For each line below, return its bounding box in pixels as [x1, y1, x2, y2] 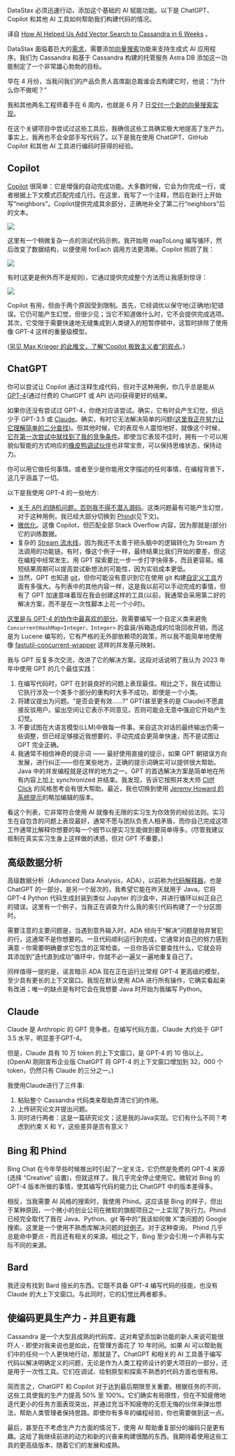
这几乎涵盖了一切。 [7, 473, 63, 482]
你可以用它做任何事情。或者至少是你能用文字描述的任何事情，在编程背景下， [7, 464, 228, 473]
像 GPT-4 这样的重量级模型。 [7, 327, 91, 335]
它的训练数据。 [17, 529, 61, 538]
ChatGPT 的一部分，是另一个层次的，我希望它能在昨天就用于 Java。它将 [7, 885, 216, 894]
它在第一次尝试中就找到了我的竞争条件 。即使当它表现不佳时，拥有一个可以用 [7, 432, 228, 441]
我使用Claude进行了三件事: [7, 1081, 85, 1090]
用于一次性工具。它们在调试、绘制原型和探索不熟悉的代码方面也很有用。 [13, 1367, 222, 1375]
